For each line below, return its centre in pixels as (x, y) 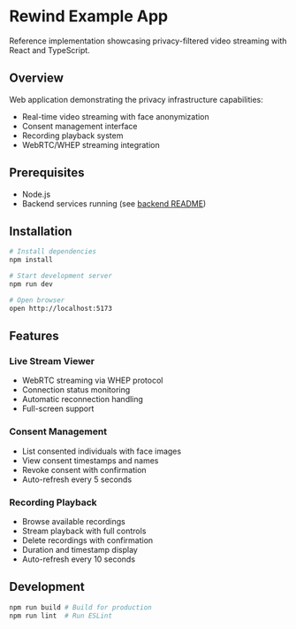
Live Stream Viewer (52, 361)
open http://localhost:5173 (61, 308)
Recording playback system (72, 136)
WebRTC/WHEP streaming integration (91, 144)
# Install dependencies (53, 252)
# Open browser (37, 300)
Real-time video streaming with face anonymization (115, 116)
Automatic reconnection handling (83, 400)
